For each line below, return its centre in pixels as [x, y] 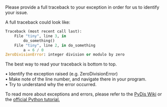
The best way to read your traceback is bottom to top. [61, 64]
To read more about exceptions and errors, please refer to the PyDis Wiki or [83, 94]
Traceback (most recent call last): [44, 31]
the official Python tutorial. [33, 99]
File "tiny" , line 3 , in [40, 36]
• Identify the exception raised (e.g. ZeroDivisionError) [62, 74]
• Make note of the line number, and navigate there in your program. [76, 79]
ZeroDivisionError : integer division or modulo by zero [65, 54]
